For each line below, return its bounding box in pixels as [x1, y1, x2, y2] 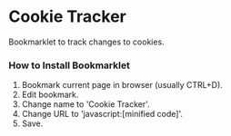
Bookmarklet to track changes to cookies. [8, 36, 165, 47]
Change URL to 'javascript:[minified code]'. [21, 109, 184, 120]
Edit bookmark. [21, 89, 79, 101]
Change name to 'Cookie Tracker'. [21, 99, 151, 110]
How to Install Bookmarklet [8, 59, 131, 72]
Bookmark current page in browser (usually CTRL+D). [21, 80, 224, 91]
